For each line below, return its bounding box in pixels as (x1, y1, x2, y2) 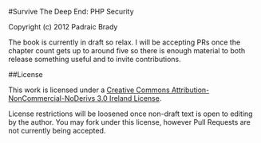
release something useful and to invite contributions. (8, 55, 181, 64)
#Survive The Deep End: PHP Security (8, 7, 134, 16)
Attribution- (171, 85, 210, 95)
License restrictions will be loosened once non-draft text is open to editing (8, 109, 253, 118)
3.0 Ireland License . (97, 94, 162, 102)
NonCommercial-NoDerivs (8, 94, 96, 102)
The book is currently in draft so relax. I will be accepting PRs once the (8, 37, 241, 47)
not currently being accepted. (8, 126, 106, 135)
